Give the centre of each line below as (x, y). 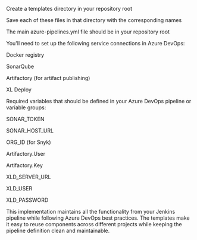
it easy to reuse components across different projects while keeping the (94, 224)
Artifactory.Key (25, 165)
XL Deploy (19, 90)
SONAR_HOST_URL (30, 130)
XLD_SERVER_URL (29, 177)
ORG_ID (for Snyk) (29, 142)
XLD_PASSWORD (27, 200)
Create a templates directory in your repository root (69, 9)
